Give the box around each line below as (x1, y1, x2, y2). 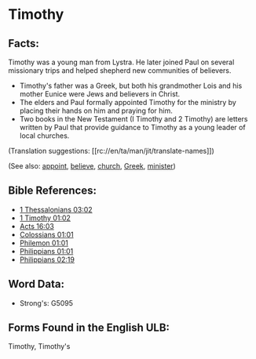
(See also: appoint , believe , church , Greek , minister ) (8, 161, 177, 170)
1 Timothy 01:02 (19, 213, 71, 223)
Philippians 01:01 (19, 246, 74, 256)
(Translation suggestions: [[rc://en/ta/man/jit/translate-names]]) (8, 147, 214, 155)
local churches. (19, 131, 70, 140)
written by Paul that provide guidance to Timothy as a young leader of (19, 123, 246, 132)
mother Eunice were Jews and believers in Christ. (19, 89, 181, 99)
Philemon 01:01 (19, 238, 68, 248)
